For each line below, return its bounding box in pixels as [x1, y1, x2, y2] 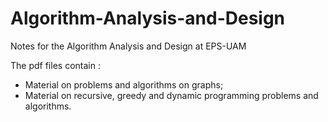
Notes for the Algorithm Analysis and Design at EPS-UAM [10, 40, 247, 52]
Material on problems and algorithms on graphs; [24, 78, 224, 91]
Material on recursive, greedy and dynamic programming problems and [24, 89, 319, 101]
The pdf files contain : [10, 59, 101, 71]
